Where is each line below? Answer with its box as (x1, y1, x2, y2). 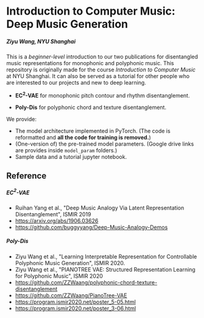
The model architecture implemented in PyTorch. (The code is (15, 127, 171, 135)
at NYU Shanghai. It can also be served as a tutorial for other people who (6, 72, 190, 80)
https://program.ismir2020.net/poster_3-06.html (15, 305, 136, 312)
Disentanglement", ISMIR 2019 (15, 210, 91, 217)
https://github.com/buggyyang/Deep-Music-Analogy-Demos (15, 224, 168, 231)
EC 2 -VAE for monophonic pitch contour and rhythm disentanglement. (15, 91, 190, 99)
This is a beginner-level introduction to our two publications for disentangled (6, 53, 199, 60)
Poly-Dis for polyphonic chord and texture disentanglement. (15, 104, 166, 111)
